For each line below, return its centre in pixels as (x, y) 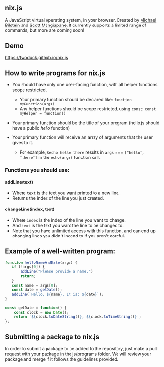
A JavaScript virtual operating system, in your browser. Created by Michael (81, 20)
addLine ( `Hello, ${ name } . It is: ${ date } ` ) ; (58, 294)
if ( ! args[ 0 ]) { (28, 267)
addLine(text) (19, 182)
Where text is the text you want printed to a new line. (66, 193)
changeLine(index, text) (30, 209)
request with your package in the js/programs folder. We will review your (78, 354)
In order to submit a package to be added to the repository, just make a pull (81, 348)
